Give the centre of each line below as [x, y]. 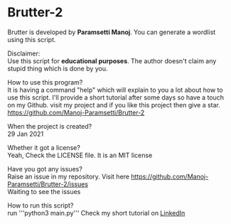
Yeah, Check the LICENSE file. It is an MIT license [80, 155]
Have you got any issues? [45, 169]
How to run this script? [41, 205]
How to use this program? [45, 82]
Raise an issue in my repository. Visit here [69, 176]
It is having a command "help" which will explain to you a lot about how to [115, 90]
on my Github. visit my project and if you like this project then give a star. [114, 105]
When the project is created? [50, 126]
